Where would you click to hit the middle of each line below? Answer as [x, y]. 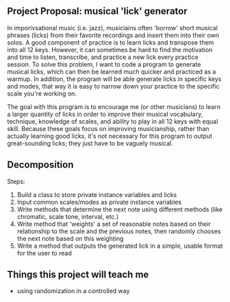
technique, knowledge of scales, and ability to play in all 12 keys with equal [113, 121]
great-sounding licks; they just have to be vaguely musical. [90, 143]
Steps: [16, 181]
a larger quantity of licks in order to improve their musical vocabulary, [105, 114]
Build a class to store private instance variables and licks [97, 194]
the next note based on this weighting [70, 238]
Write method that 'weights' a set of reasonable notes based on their [114, 224]
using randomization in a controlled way [73, 291]
